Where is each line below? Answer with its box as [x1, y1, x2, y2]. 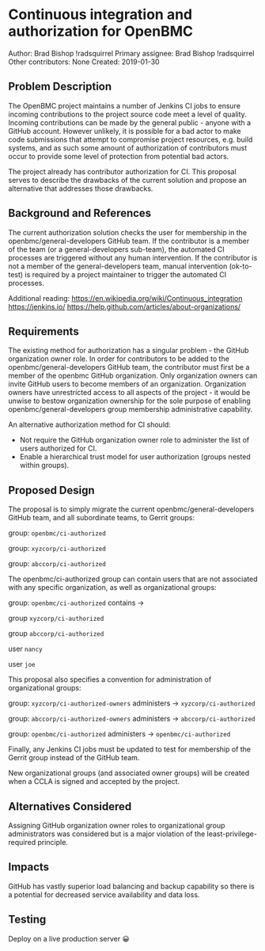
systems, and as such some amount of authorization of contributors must [8, 143, 248, 152]
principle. [37, 838, 69, 846]
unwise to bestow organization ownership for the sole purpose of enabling [8, 396, 251, 405]
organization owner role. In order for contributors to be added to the [8, 354, 229, 363]
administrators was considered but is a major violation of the [8, 829, 206, 839]
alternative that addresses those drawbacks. [8, 184, 153, 193]
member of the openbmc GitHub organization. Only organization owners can [8, 371, 258, 381]
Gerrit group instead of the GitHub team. [8, 753, 140, 763]
